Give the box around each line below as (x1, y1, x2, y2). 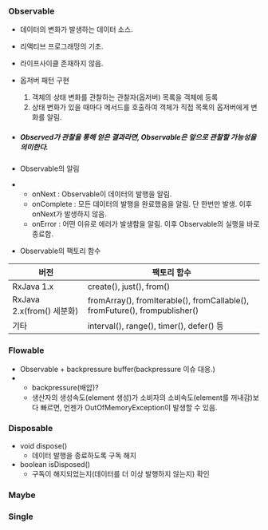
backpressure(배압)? (31, 382, 100, 392)
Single (8, 511, 33, 522)
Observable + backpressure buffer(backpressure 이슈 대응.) (19, 364, 215, 374)
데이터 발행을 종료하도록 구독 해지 (31, 450, 137, 460)
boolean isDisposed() (19, 459, 90, 469)
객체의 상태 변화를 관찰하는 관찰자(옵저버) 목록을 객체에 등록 (31, 93, 219, 102)
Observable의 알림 (19, 164, 80, 173)
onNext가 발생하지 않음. (31, 209, 108, 219)
